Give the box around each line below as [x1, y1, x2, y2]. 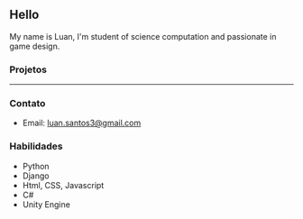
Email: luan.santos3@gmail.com [22, 117, 142, 129]
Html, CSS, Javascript [22, 179, 105, 190]
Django [22, 170, 50, 181]
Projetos [9, 63, 48, 76]
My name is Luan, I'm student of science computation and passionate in [9, 31, 277, 41]
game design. [9, 41, 60, 51]
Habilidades [9, 140, 63, 152]
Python [22, 160, 50, 171]
